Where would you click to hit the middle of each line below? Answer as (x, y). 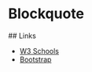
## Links (22, 36)
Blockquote (46, 14)
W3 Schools (39, 51)
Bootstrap (35, 59)
